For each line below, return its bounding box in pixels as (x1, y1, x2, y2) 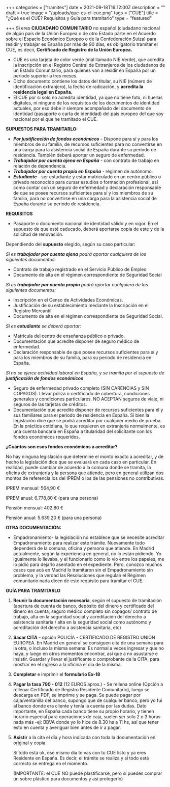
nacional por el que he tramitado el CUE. (13, 116, 98, 122)
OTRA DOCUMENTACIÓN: (6, 525, 61, 530)
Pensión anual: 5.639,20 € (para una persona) (6, 514, 102, 521)
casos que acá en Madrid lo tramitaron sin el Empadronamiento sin (13, 567, 153, 573)
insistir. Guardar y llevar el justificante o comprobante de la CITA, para (13, 656, 159, 662)
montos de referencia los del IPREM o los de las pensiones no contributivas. (6, 475, 164, 481)
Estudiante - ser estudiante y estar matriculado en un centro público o (13, 174, 161, 180)
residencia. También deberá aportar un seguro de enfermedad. (13, 152, 145, 158)
